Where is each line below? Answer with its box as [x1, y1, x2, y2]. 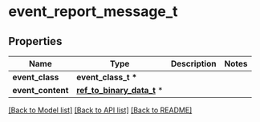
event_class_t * [75, 71, 138, 83]
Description [171, 59, 217, 69]
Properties [8, 35, 63, 48]
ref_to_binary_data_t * [75, 85, 164, 96]
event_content [12, 85, 69, 96]
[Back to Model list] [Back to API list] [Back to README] [8, 105, 193, 115]
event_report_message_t [8, 2, 178, 21]
